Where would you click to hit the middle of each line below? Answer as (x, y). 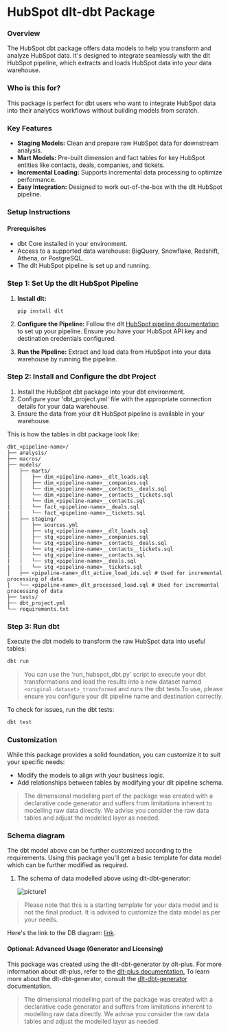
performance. (36, 180)
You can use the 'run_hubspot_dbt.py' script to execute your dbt (115, 674)
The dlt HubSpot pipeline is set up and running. (84, 266)
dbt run (18, 661)
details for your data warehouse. (63, 406)
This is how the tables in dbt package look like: (73, 434)
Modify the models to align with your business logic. (91, 775)
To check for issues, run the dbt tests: (61, 709)
